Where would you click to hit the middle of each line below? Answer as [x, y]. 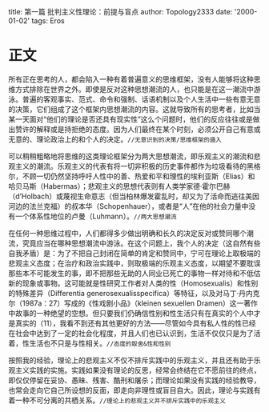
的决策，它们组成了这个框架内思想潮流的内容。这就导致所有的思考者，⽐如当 [134, 109]
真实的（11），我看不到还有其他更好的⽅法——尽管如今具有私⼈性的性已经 [135, 323]
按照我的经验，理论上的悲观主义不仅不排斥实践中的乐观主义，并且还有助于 [131, 360]
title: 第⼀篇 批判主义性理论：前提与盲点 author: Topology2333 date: [120, 12]
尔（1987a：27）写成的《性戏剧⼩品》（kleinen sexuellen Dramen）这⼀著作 [133, 303]
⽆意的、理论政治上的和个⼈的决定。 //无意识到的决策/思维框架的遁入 [115, 139]
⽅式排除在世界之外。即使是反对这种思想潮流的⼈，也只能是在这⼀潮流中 [134, 89]
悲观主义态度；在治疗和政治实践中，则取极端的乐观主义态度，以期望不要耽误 [134, 263]
